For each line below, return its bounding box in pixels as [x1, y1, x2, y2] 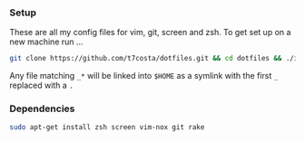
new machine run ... [9, 36, 84, 47]
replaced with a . [9, 80, 74, 91]
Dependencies [9, 102, 75, 115]
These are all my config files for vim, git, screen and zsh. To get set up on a [9, 27, 291, 38]
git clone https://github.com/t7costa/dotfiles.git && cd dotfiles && [9, 54, 282, 63]
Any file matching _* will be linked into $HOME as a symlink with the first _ [9, 70, 279, 81]
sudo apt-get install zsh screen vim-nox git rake [9, 123, 205, 132]
